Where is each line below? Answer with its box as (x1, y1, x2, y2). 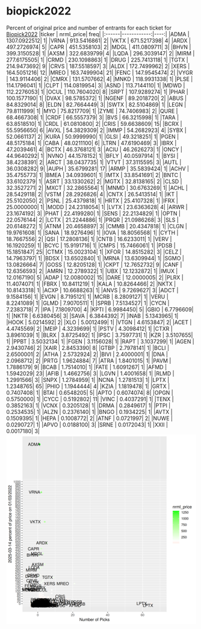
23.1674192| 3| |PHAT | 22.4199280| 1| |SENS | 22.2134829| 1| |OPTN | (6, 210, 181, 217)
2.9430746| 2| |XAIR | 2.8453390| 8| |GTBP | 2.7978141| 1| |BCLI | (6, 344, 170, 351)
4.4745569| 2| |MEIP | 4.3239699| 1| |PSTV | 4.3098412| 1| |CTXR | (6, 325, 173, 332)
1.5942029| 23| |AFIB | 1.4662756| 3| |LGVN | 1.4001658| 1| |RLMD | (6, 369, 175, 377)
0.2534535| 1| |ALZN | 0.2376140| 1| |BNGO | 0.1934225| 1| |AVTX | (6, 408, 173, 415)
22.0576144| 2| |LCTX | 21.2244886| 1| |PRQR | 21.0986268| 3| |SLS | (6, 216, 179, 224)
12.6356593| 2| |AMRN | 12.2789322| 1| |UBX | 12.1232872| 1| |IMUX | (6, 267, 178, 275)
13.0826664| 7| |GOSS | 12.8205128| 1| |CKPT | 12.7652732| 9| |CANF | (6, 261, 182, 268)
